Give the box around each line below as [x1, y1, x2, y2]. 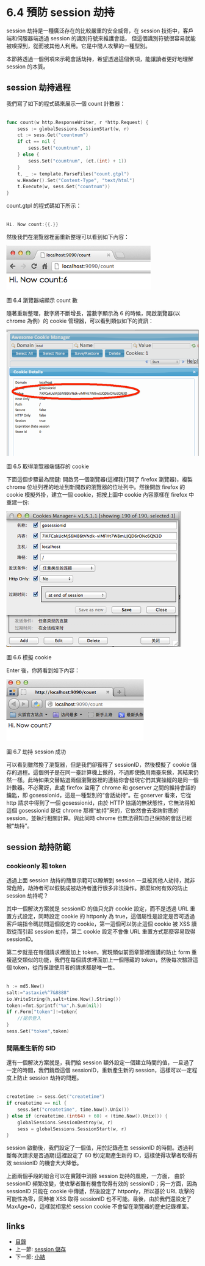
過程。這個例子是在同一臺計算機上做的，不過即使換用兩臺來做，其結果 [16, 769, 193, 776]
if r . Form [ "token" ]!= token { [6, 1009, 78, 1015]
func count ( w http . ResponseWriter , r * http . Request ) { [6, 119, 149, 125]
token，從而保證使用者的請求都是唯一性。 [13, 964, 118, 971]
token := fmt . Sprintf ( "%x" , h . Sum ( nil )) [6, 1003, 103, 1009]
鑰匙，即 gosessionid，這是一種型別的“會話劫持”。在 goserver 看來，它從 [6, 792, 192, 799]
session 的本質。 [6, 62, 49, 70]
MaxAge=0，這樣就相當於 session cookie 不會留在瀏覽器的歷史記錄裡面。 [6, 1203, 192, 1210]
